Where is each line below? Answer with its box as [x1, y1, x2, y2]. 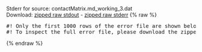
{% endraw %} [6, 40, 43, 47]
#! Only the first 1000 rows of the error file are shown [6, 23, 181, 29]
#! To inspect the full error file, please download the [6, 29, 178, 35]
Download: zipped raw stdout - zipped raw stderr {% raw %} [6, 11, 158, 18]
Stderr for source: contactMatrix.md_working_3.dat [6, 5, 133, 12]
